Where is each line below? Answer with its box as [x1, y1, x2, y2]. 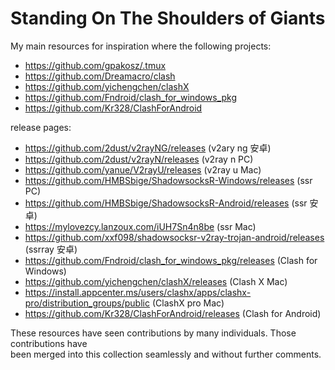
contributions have [10, 337, 88, 349]
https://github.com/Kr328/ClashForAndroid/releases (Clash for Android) [24, 307, 322, 319]
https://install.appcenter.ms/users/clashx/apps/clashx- [24, 286, 252, 298]
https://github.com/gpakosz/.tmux [24, 59, 167, 71]
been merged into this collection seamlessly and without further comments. [10, 348, 322, 360]
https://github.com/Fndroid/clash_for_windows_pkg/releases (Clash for [24, 254, 318, 266]
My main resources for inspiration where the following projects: [10, 40, 272, 52]
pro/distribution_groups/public [24, 297, 150, 309]
